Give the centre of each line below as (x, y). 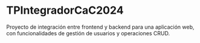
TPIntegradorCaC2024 (65, 10)
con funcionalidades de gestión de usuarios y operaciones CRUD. (88, 33)
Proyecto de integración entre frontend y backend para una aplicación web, (100, 27)
